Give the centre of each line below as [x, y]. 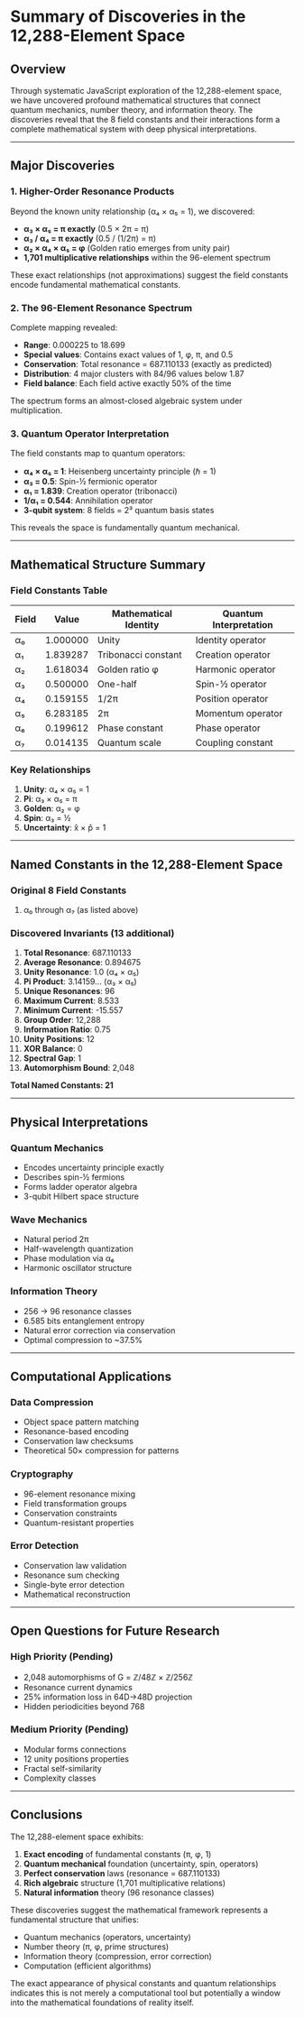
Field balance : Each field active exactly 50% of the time [127, 383]
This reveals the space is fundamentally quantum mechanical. [125, 528]
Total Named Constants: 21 [62, 1085]
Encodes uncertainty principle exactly [94, 1167]
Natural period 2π [56, 1239]
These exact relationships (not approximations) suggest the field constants [149, 275]
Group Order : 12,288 [62, 1020]
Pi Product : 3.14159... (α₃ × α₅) [80, 981]
